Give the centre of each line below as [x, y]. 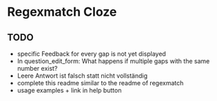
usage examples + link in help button [69, 90]
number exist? [37, 68]
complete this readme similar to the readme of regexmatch [100, 83]
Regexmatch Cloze [62, 12]
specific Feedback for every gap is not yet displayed [92, 54]
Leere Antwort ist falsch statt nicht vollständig [82, 76]
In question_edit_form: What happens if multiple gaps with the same [113, 61]
